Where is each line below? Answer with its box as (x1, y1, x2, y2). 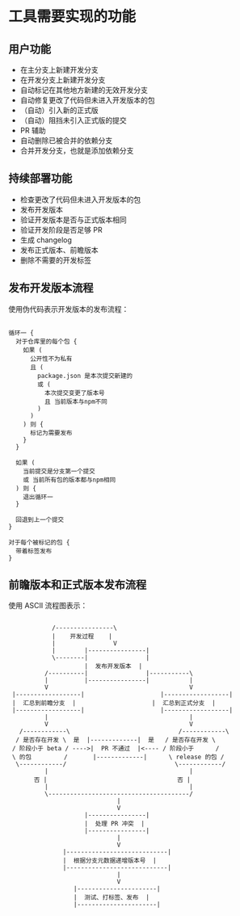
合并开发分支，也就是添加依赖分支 (19, 146, 134, 155)
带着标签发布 (15, 547, 53, 555)
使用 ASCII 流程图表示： (8, 601, 88, 611)
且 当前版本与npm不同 (44, 397, 107, 405)
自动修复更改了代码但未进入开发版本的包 (19, 95, 155, 105)
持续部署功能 (8, 171, 73, 186)
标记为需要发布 (29, 429, 73, 437)
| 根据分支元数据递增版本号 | (62, 857, 158, 865)
